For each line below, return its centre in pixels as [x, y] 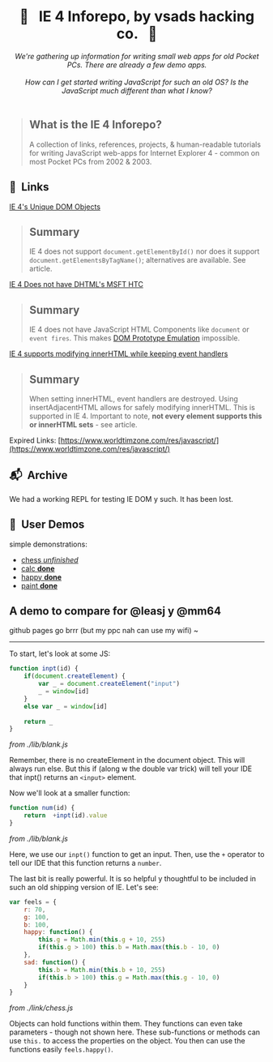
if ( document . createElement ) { [75, 676]
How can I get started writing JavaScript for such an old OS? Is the [137, 82]
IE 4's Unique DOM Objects [55, 207]
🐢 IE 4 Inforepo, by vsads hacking [137, 17]
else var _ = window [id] [66, 706]
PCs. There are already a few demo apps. [137, 65]
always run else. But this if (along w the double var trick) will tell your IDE [131, 769]
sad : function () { [55, 962]
